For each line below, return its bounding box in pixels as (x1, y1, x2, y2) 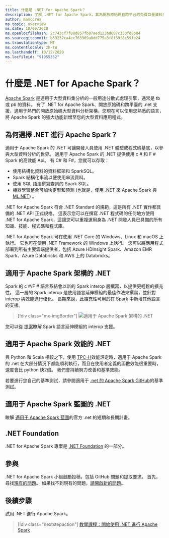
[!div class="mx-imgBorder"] (17, 312, 78, 318)
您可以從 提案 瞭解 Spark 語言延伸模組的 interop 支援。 (5, 324, 118, 330)
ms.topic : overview (5, 21, 46, 27)
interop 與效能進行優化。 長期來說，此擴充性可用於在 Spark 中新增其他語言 (5, 296, 160, 302)
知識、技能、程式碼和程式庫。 (5, 223, 67, 229)
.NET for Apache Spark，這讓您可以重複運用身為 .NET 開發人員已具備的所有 (5, 217, 162, 223)
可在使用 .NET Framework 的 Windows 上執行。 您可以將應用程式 (28, 240, 163, 246)
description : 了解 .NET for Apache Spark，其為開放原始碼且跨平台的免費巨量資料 (5, 12, 163, 17)
